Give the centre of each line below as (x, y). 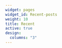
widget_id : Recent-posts (31, 14)
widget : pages (20, 10)
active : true (19, 28)
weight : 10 (17, 19)
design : (13, 33)
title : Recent (20, 24)
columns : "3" (23, 38)
